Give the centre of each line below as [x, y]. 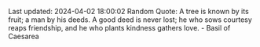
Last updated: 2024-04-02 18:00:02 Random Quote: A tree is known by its [128, 11]
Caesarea [24, 36]
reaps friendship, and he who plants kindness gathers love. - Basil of [119, 28]
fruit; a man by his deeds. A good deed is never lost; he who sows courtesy [130, 20]
